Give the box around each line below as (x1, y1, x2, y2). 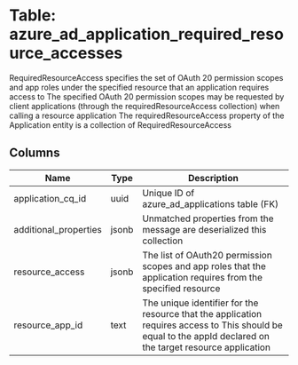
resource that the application (141, 307, 263, 320)
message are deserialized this (141, 223, 267, 235)
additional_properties (13, 223, 102, 235)
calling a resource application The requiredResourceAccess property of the (9, 110, 285, 121)
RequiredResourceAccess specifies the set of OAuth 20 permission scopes (9, 72, 284, 83)
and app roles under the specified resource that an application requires (9, 82, 270, 92)
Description (187, 171, 239, 184)
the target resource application (141, 341, 271, 353)
